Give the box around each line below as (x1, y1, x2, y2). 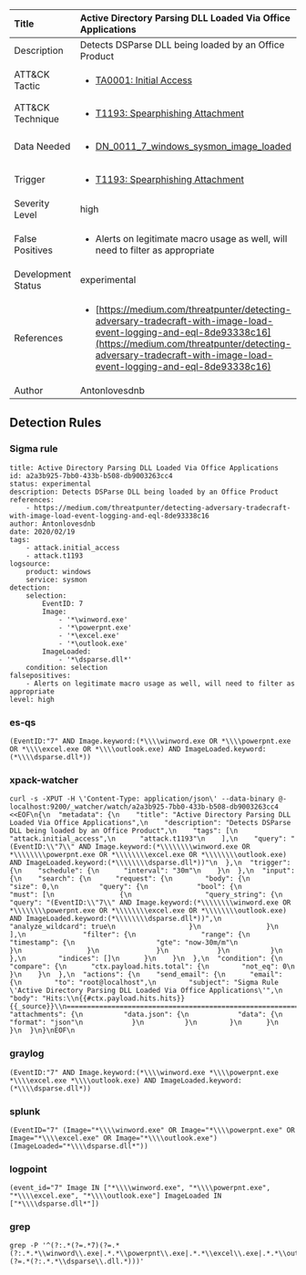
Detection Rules (9, 415, 102, 431)
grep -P (9, 1241, 39, 1250)
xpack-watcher (9, 773, 79, 786)
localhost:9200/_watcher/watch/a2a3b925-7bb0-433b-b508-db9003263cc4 (9, 802, 280, 811)
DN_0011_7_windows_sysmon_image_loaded (95, 141, 291, 152)
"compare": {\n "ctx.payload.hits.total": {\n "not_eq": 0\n (9, 962, 296, 971)
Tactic (14, 79, 41, 92)
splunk (9, 1104, 41, 1117)
